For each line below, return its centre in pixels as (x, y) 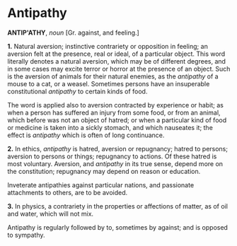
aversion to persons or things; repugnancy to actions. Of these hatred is (112, 156)
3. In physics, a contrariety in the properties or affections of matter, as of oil (118, 206)
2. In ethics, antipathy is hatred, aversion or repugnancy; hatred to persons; (118, 148)
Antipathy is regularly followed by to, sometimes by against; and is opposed (118, 227)
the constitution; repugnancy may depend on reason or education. (104, 171)
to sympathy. (26, 235)
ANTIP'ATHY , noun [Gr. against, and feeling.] (73, 33)
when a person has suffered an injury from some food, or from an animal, (114, 112)
